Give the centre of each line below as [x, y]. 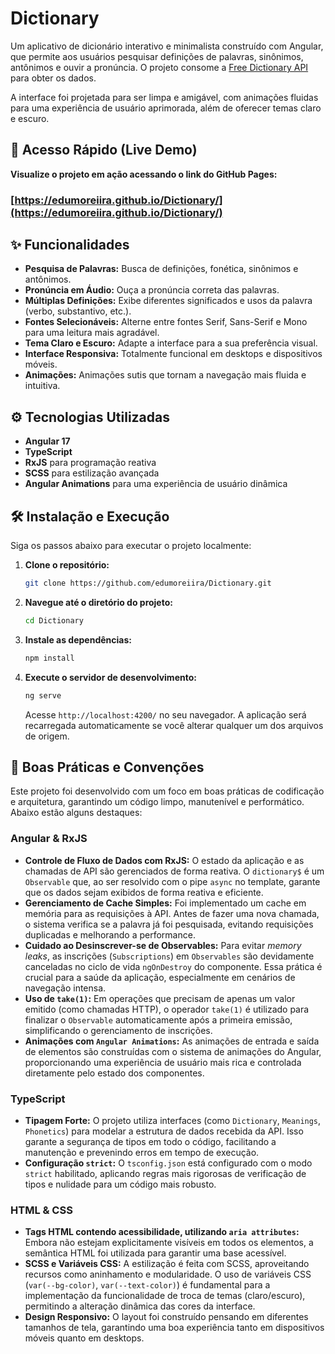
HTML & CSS [41, 1210]
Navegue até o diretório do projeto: [98, 602]
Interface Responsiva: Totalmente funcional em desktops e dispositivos [173, 354]
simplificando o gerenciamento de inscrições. [118, 1030]
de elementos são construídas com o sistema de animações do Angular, [173, 1051]
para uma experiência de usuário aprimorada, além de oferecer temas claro [166, 108]
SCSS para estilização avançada [92, 473]
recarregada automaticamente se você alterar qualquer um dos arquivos [174, 725]
